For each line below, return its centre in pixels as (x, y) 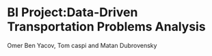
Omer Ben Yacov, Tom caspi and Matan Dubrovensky (82, 45)
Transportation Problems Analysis (107, 27)
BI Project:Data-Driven (72, 12)
